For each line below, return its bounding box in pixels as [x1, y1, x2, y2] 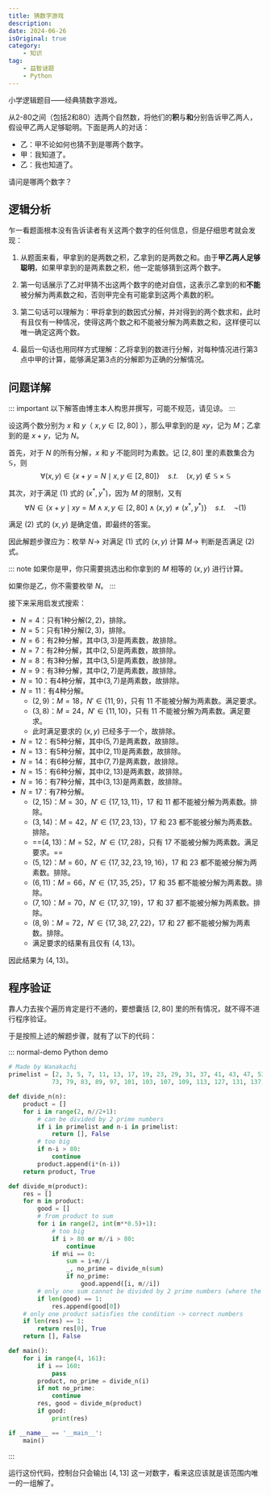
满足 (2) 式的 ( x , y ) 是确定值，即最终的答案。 [8, 519, 156, 529]
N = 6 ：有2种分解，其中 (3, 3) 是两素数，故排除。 [19, 635, 181, 645]
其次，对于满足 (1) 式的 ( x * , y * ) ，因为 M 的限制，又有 [8, 487, 183, 497]
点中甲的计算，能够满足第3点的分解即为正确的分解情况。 [19, 354, 209, 364]
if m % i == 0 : [51, 1250, 95, 1258]
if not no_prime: [37, 1384, 95, 1392]
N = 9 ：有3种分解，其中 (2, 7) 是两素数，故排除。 [19, 665, 181, 675]
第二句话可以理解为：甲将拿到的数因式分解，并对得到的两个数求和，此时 [19, 308, 261, 317]
